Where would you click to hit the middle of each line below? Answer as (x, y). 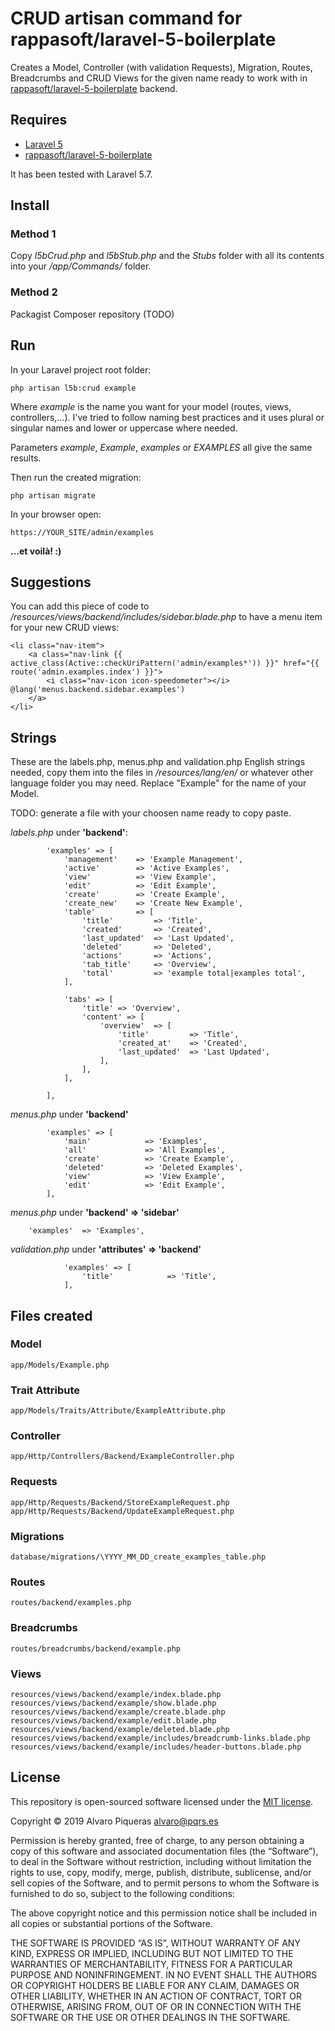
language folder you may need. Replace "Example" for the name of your (158, 783)
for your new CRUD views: (65, 628)
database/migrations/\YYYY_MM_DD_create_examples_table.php (138, 1557)
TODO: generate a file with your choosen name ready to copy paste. (151, 813)
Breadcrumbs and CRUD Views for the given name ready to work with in (159, 78)
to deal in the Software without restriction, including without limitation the (161, 1861)
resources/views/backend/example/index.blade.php (116, 1694)
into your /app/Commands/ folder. (81, 266)
